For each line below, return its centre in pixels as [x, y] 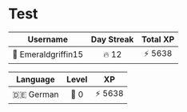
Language [35, 79]
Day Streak [112, 39]
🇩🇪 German [36, 94]
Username [48, 39]
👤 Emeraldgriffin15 [48, 54]
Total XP [158, 39]
